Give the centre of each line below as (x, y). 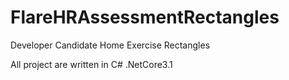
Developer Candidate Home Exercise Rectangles (110, 45)
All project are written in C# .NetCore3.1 (91, 64)
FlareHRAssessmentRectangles (145, 17)
